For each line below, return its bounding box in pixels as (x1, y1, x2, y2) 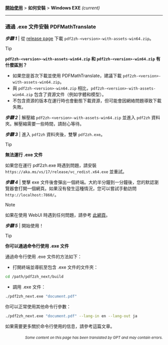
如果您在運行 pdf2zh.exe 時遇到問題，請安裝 (5, 162, 97, 168)
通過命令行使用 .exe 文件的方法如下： (5, 253, 82, 259)
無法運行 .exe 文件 (5, 152, 43, 158)
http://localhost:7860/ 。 (5, 192, 59, 198)
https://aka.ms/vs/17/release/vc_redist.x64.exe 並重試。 (5, 168, 127, 174)
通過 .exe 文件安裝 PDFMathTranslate (5, 23, 96, 30)
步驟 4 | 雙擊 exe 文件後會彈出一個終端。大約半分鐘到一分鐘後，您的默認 (5, 179, 154, 185)
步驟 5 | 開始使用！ (5, 222, 44, 229)
